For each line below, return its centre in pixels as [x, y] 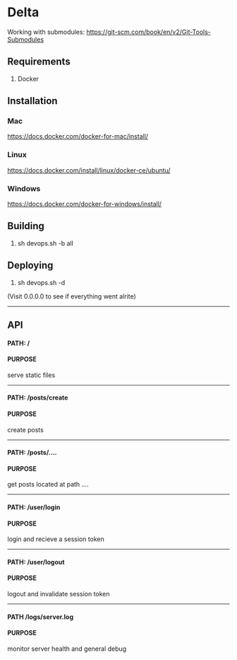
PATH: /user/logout [36, 562]
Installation [32, 101]
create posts [25, 429]
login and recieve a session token [56, 539]
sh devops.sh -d [41, 282]
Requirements [39, 62]
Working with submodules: [46, 32]
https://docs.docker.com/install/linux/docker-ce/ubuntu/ [89, 170]
